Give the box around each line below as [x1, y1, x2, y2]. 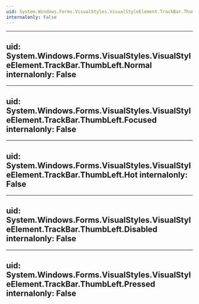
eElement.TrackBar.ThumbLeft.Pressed [6, 279, 156, 289]
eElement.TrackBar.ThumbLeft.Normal [6, 60, 152, 70]
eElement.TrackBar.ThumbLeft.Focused [6, 115, 157, 125]
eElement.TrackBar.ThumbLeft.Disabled [6, 225, 158, 235]
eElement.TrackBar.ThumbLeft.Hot [6, 169, 138, 180]
